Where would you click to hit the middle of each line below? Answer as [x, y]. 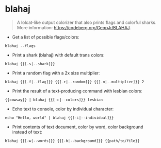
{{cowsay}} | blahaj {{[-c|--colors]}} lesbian [54, 100]
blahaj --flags [20, 46]
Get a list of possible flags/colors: [46, 37]
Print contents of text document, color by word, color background [78, 127]
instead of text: [27, 132]
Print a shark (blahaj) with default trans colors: [58, 55]
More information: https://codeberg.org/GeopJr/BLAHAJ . [74, 27]
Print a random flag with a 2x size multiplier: [56, 73]
